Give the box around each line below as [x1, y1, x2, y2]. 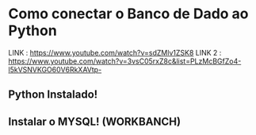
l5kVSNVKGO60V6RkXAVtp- [8, 64, 102, 74]
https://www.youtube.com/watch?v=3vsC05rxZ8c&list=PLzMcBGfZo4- [8, 56, 242, 66]
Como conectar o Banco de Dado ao [8, 5, 249, 23]
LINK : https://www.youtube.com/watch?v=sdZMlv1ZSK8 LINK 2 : [8, 48, 222, 57]
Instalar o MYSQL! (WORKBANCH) [8, 114, 181, 128]
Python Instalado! [8, 88, 98, 102]
